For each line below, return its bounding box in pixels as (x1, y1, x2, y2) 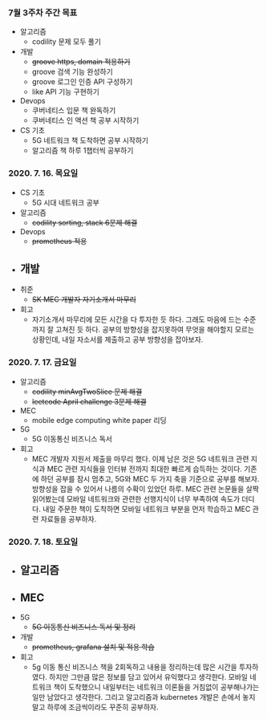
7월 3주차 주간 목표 (8, 6, 78, 18)
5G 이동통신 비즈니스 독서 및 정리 (31, 622, 136, 632)
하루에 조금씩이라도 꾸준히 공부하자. (47, 702, 159, 712)
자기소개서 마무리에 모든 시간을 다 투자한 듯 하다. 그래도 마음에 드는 (31, 315, 242, 324)
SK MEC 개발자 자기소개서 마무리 (31, 295, 136, 304)
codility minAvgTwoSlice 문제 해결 (31, 387, 143, 396)
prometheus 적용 (31, 236, 87, 246)
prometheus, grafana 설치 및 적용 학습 (31, 642, 155, 652)
